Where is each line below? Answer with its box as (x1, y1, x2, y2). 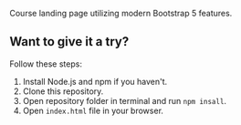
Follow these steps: (9, 58, 82, 69)
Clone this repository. (22, 86, 104, 97)
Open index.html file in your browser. (22, 105, 164, 116)
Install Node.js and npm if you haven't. (22, 76, 168, 87)
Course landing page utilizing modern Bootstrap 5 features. (9, 8, 233, 18)
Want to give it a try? (9, 34, 130, 49)
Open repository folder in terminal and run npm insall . (22, 95, 226, 106)
